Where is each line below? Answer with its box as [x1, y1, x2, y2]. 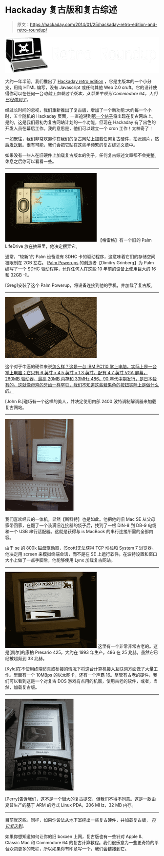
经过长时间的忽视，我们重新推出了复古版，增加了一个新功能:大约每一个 [5, 107, 148, 113]
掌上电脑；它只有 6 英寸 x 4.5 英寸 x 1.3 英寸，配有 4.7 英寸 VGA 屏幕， [5, 370, 148, 376]
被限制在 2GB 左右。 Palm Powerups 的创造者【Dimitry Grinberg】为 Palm [5, 260, 154, 266]
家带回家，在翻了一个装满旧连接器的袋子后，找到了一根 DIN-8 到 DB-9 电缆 [5, 522, 157, 528]
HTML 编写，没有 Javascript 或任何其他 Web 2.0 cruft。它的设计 [23, 85, 153, 90]
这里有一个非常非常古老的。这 [97, 643, 158, 649]
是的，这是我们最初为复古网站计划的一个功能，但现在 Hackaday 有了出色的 [5, 119, 156, 125]
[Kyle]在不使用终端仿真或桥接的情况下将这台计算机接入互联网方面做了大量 [5, 666, 154, 672]
